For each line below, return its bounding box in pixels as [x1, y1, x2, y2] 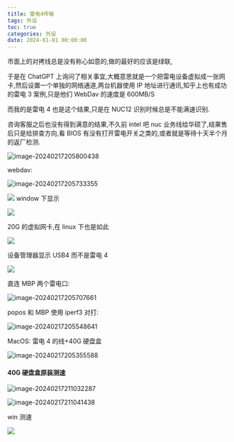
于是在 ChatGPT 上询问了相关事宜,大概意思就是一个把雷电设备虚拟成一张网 [7, 72, 225, 81]
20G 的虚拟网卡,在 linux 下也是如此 [7, 223, 109, 231]
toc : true [7, 23, 37, 31]
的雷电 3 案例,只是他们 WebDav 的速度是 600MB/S [7, 90, 155, 99]
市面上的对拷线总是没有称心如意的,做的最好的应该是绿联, [7, 57, 173, 66]
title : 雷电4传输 [7, 10, 55, 18]
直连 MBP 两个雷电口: [7, 280, 70, 288]
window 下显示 [16, 194, 60, 203]
